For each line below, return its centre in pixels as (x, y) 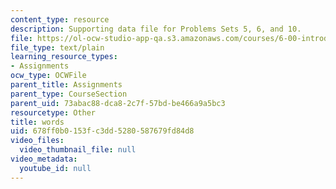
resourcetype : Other (53, 112)
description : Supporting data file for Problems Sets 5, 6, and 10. (156, 29)
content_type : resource (60, 19)
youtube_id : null (55, 168)
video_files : (37, 141)
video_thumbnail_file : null (78, 150)
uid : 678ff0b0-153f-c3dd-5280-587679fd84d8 (102, 131)
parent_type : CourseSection (69, 94)
